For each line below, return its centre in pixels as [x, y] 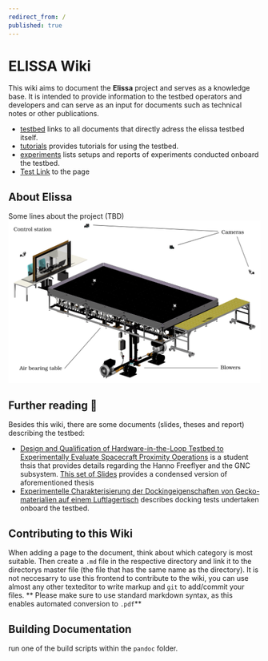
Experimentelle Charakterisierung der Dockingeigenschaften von [126, 491]
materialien [38, 500]
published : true [35, 25]
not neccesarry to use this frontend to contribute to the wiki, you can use [129, 578]
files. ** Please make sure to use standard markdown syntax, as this [121, 595]
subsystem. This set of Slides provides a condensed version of [124, 474]
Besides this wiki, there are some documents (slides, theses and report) [126, 425]
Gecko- [247, 491]
